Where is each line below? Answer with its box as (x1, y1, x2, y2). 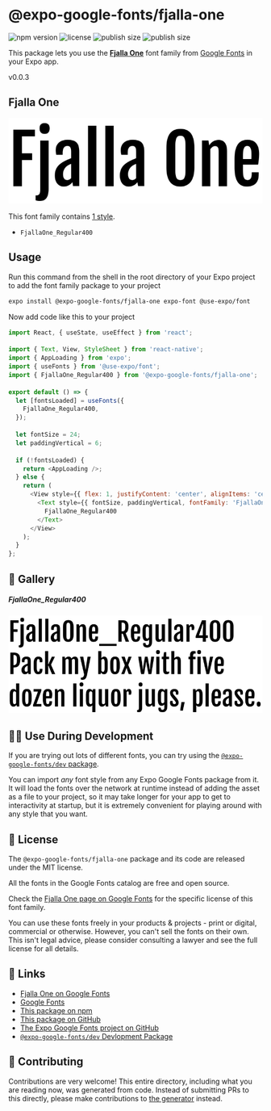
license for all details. (8, 944, 79, 954)
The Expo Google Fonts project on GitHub (19, 1023, 159, 1033)
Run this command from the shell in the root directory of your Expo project (8, 272, 256, 282)
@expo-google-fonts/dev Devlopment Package (19, 1031, 173, 1041)
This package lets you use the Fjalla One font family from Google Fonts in (8, 48, 252, 57)
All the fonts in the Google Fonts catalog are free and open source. (8, 878, 230, 888)
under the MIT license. (8, 862, 83, 873)
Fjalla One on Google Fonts (19, 988, 110, 998)
